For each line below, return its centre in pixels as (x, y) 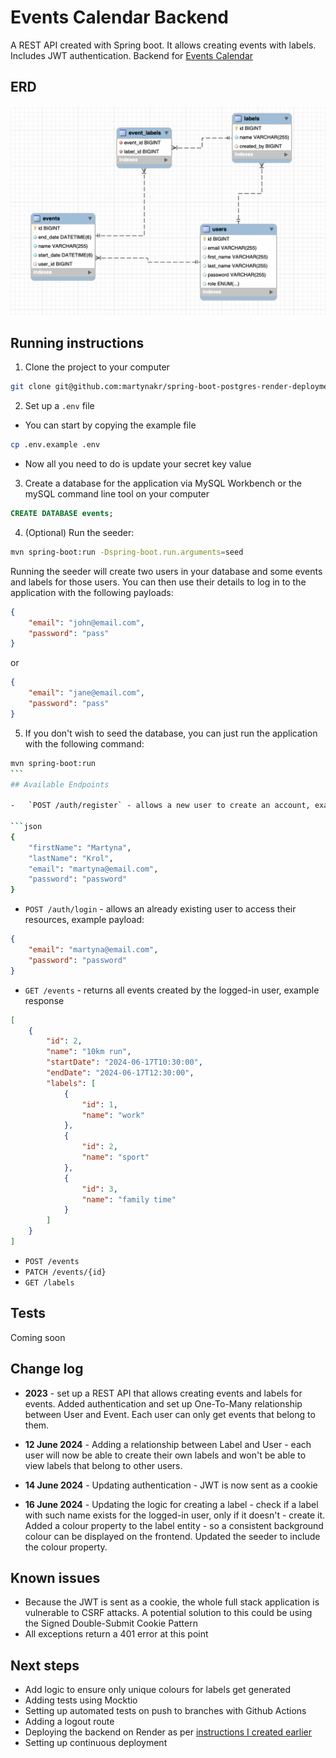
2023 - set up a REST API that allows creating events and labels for (163, 1393)
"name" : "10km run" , (89, 1052)
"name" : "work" (113, 1115)
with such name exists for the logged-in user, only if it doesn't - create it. (175, 1515)
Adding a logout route (69, 1722)
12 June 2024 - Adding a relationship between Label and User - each (168, 1444)
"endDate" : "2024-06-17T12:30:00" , (120, 1073)
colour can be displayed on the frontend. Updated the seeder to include (172, 1536)
